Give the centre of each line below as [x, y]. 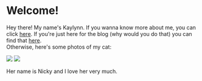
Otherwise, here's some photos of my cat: [59, 47]
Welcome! [33, 11]
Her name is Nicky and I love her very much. [62, 71]
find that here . [24, 40]
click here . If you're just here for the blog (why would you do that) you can [99, 33]
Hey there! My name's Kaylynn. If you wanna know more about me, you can [101, 27]
